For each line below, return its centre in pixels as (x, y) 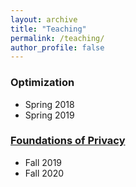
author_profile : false (57, 47)
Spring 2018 (49, 104)
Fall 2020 (44, 173)
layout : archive (44, 19)
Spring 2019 (49, 115)
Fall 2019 (43, 162)
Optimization (42, 83)
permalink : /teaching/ (57, 38)
